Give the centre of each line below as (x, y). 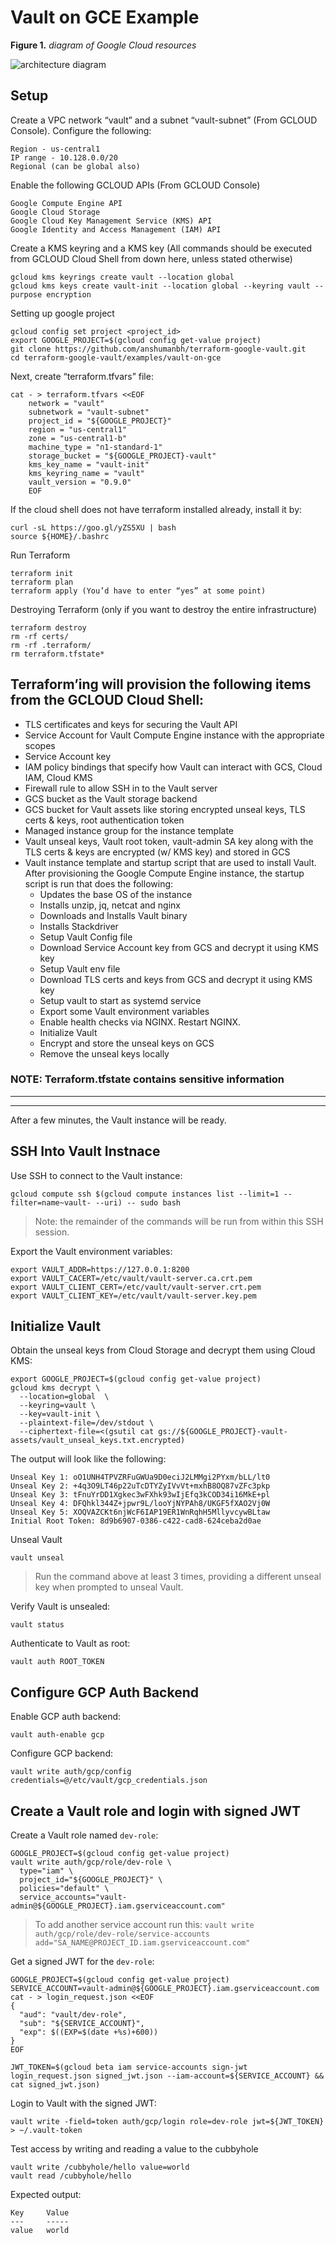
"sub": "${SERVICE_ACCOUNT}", (82, 2024)
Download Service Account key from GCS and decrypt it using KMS (179, 947)
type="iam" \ (46, 1871)
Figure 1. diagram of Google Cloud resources (103, 45)
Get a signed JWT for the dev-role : (82, 1962)
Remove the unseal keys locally (104, 1053)
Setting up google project (62, 313)
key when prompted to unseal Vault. (109, 1587)
